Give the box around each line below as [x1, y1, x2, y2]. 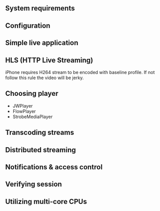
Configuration [5, 21, 51, 30]
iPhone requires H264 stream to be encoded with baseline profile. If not [5, 69, 155, 75]
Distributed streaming [5, 146, 76, 154]
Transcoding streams [5, 128, 74, 137]
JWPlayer [12, 102, 33, 109]
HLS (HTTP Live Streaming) [5, 56, 94, 64]
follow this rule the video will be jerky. [5, 75, 84, 81]
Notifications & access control [5, 162, 103, 171]
